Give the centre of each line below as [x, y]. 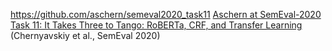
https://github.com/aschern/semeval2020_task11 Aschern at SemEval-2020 [166, 14]
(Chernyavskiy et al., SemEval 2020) [85, 35]
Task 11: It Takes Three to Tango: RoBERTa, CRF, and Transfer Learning [156, 25]
